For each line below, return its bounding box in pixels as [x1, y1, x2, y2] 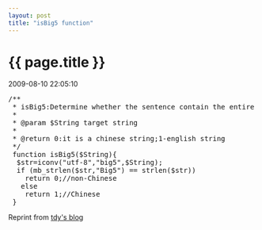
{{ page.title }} [8, 53, 106, 71]
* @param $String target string [12, 118, 139, 128]
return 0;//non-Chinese [25, 174, 117, 183]
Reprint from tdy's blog [8, 213, 84, 222]
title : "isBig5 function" [8, 19, 93, 27]
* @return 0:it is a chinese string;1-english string [12, 134, 226, 144]
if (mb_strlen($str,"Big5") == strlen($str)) [16, 166, 196, 175]
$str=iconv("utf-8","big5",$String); [16, 158, 163, 167]
